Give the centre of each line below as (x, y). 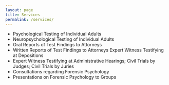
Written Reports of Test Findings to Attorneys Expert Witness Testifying (88, 50)
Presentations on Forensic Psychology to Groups (64, 77)
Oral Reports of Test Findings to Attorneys (57, 45)
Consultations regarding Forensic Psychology (61, 72)
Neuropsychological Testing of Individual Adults (63, 39)
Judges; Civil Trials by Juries (43, 66)
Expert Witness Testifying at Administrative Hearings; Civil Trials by (84, 61)
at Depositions (28, 55)
